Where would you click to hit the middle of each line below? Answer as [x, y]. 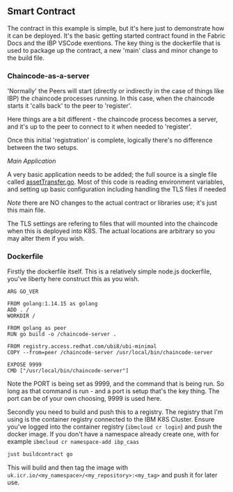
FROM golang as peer [37, 328]
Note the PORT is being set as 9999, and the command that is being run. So [116, 384]
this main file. [26, 210]
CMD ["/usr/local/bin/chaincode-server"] [68, 371]
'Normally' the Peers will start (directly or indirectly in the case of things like [116, 91]
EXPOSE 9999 [24, 365]
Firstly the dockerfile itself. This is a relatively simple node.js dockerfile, [110, 271]
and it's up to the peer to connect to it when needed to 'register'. [100, 127]
